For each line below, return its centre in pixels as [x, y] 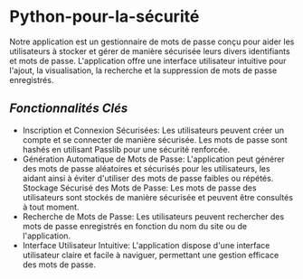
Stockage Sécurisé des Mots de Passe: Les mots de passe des [139, 188]
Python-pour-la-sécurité [104, 17]
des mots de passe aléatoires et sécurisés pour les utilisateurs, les [146, 168]
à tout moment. [51, 207]
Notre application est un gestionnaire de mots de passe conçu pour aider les [152, 42]
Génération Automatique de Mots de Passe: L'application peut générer [153, 159]
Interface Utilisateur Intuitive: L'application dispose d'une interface [146, 245]
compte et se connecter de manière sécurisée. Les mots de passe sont [155, 139]
